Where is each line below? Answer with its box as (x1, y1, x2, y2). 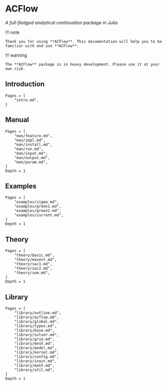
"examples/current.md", (14, 213, 64, 218)
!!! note (5, 29, 20, 35)
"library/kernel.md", (14, 350, 59, 355)
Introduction (5, 80, 45, 88)
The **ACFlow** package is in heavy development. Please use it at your (5, 62, 160, 67)
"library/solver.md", (14, 332, 59, 337)
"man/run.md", (14, 146, 43, 151)
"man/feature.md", (14, 133, 52, 138)
